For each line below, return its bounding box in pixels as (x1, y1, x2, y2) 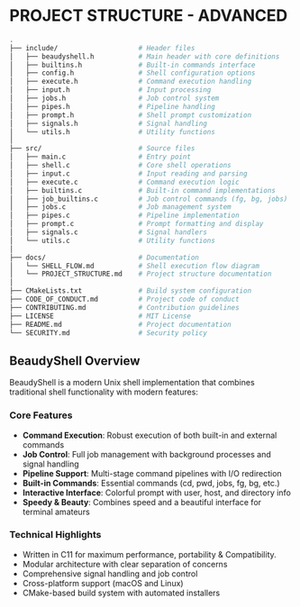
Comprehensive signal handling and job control (22, 568, 198, 579)
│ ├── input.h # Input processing (9, 86, 212, 95)
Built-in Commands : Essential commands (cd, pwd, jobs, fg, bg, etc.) (22, 477, 281, 488)
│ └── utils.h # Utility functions (9, 127, 216, 136)
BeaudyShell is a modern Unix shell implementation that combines (9, 377, 255, 388)
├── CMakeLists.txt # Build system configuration (9, 286, 252, 295)
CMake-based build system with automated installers (22, 587, 221, 598)
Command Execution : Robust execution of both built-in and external (22, 430, 277, 440)
